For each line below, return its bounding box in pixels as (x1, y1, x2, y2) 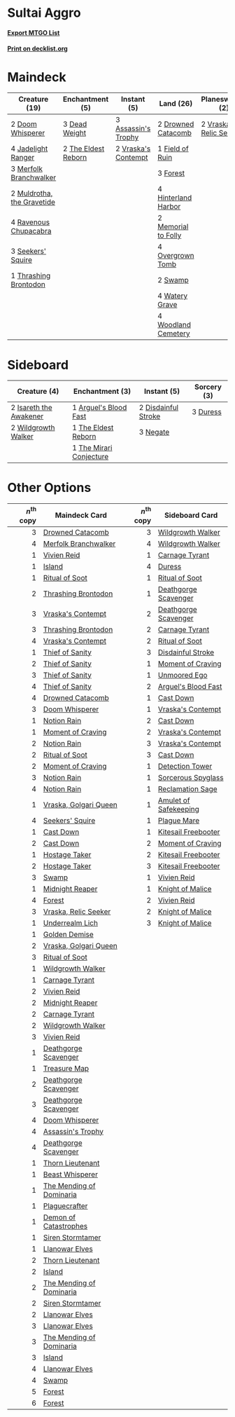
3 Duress (192, 407, 222, 417)
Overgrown (157, 251, 194, 261)
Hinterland (157, 193, 192, 203)
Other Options (7, 480, 92, 495)
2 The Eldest (62, 144, 105, 153)
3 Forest (157, 168, 185, 178)
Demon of (43, 1212, 76, 1222)
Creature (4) (17, 387, 59, 397)
